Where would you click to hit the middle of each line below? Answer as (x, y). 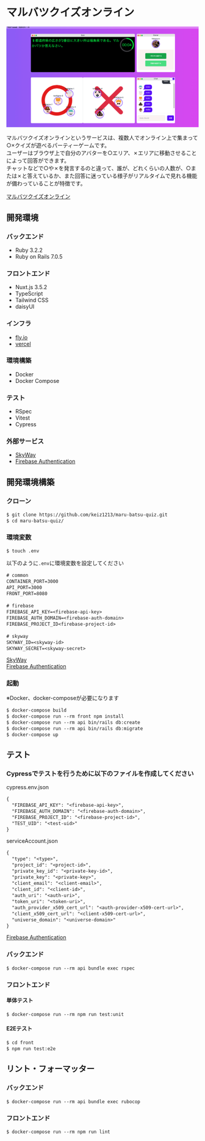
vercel (23, 344)
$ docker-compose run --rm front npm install (65, 716)
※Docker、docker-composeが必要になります (63, 698)
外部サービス (25, 442)
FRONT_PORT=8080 (27, 594)
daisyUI (25, 307)
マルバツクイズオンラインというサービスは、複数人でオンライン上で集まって (102, 138)
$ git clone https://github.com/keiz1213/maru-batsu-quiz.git (87, 515)
